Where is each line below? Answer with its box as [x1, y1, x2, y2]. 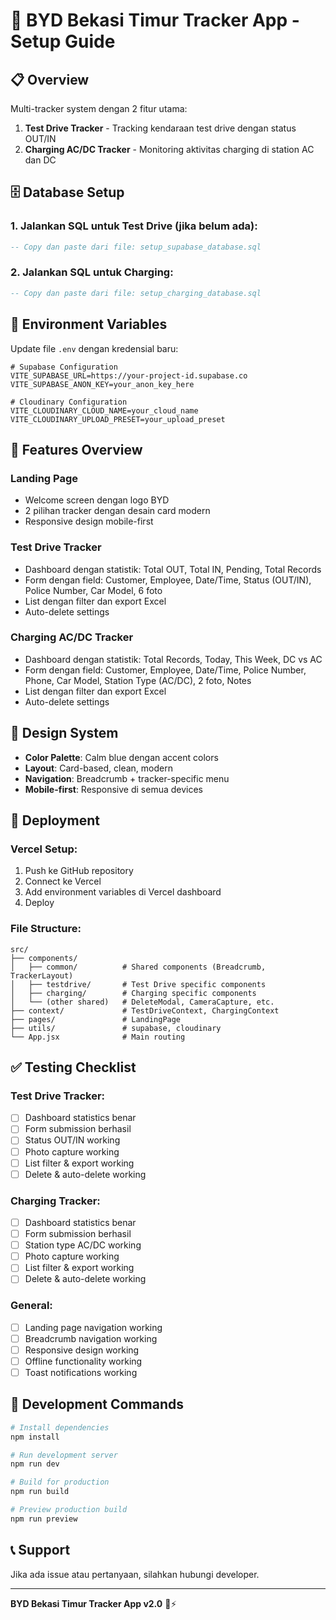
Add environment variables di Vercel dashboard [24, 886, 222, 898]
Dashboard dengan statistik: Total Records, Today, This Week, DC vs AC [24, 653, 323, 665]
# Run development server [10, 1450, 118, 1460]
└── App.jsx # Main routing [10, 1032, 186, 1042]
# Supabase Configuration [10, 362, 118, 372]
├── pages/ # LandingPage [10, 1014, 182, 1024]
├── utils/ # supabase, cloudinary [10, 1023, 222, 1033]
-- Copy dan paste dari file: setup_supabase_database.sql [10, 242, 262, 252]
